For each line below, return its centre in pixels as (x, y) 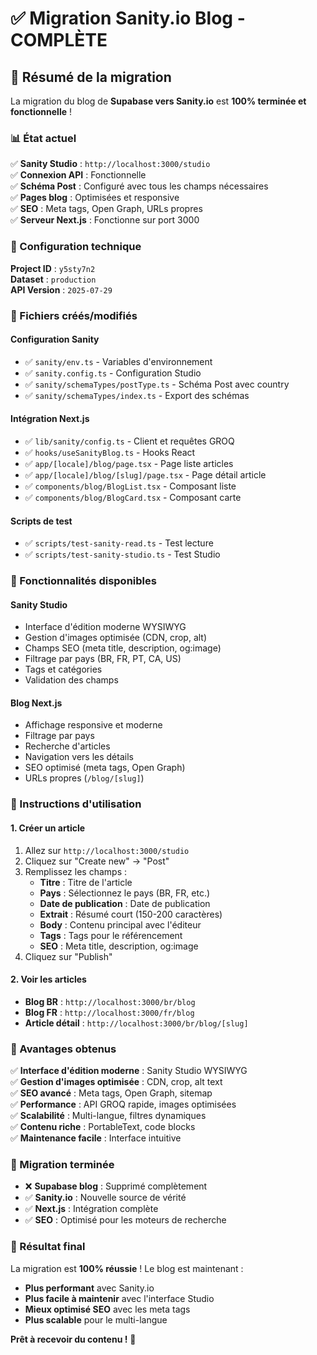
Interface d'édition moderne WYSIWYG (105, 627)
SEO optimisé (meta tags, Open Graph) (105, 768)
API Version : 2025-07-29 (61, 289)
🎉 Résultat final (48, 1247)
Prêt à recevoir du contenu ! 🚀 (73, 1339)
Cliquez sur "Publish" (68, 956)
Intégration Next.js (50, 419)
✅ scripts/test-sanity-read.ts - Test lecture (119, 543)
